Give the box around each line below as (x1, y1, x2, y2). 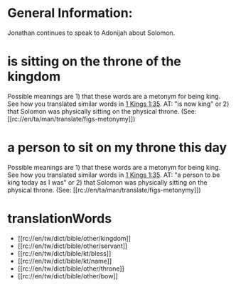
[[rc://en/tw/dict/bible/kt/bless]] (17, 249, 112, 257)
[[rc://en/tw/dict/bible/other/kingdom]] (17, 234, 132, 242)
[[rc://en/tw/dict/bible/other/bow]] (17, 271, 119, 280)
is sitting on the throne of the (7, 53, 181, 70)
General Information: (7, 5, 133, 21)
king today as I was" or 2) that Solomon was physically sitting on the (7, 178, 208, 186)
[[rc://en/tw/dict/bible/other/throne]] (17, 264, 124, 273)
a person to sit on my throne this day (7, 140, 227, 156)
